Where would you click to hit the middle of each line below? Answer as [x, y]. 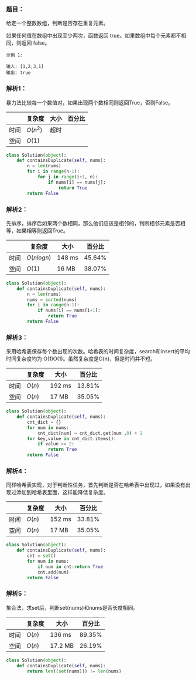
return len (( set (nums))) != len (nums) [74, 671]
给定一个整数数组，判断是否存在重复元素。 [57, 23]
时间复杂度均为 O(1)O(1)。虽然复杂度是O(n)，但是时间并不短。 [81, 359]
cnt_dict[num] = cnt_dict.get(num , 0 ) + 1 [90, 433]
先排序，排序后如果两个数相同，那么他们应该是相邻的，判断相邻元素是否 [93, 223]
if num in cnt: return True [70, 567]
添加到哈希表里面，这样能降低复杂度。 [62, 492]
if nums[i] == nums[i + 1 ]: [69, 310]
